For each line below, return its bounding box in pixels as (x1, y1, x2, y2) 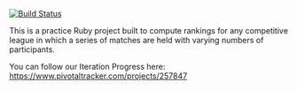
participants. (9, 44, 56, 55)
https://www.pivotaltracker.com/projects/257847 (9, 71, 188, 81)
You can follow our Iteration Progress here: (9, 62, 166, 71)
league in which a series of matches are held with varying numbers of (9, 35, 264, 45)
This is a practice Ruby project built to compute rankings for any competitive (9, 26, 288, 35)
